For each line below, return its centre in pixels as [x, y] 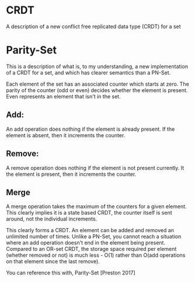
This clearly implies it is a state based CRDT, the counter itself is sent [89, 213]
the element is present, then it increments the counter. [71, 174]
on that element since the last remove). [53, 261]
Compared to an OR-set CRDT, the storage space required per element [91, 249]
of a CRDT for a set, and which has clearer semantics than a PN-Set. [88, 72]
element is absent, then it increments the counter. [66, 135]
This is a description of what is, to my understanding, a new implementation [97, 66]
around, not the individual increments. [52, 219]
